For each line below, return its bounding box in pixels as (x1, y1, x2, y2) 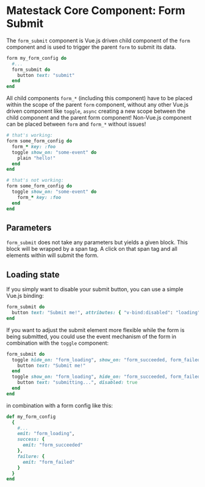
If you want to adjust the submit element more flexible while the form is (6, 326, 185, 333)
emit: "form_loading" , (17, 431, 75, 437)
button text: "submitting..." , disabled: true (17, 380, 138, 386)
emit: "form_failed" (22, 459, 75, 465)
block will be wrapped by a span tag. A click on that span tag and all (6, 245, 178, 253)
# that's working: (6, 132, 53, 139)
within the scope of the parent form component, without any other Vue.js (6, 101, 189, 109)
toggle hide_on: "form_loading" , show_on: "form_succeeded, (12, 356, 168, 363)
